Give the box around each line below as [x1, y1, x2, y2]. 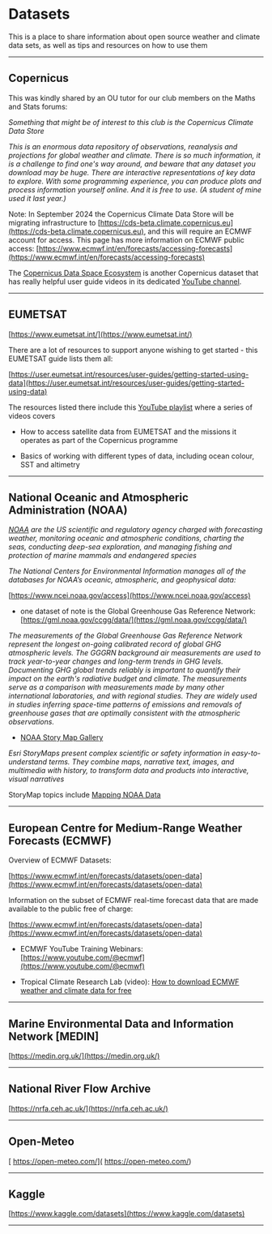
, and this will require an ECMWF [143, 226, 253, 236]
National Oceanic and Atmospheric [8, 490, 189, 504]
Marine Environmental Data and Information [8, 1017, 234, 1030]
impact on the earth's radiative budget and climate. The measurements [8, 674, 247, 684]
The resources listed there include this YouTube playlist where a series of [8, 402, 253, 412]
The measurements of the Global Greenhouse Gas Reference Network [8, 630, 243, 641]
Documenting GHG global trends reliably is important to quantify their [8, 665, 241, 675]
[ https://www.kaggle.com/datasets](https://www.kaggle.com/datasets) [8, 1209, 245, 1219]
